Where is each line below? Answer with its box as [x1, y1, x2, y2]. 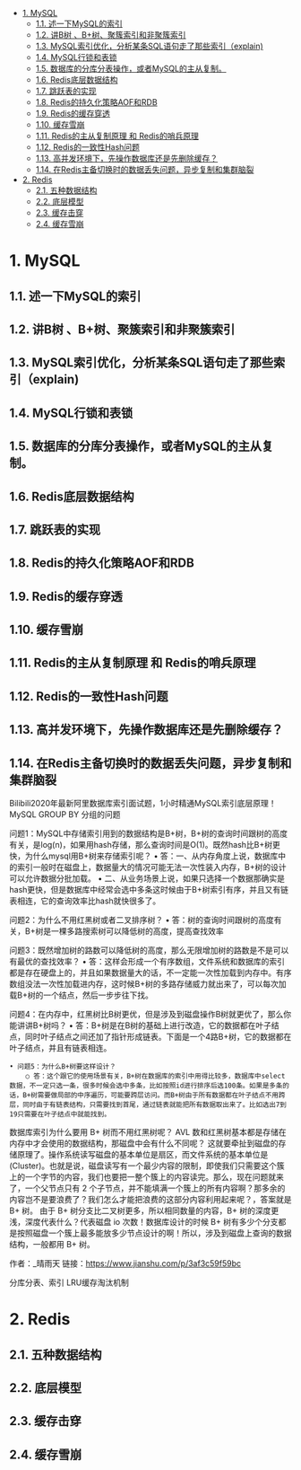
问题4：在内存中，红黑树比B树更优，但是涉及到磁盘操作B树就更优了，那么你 [9, 1009, 292, 1020]
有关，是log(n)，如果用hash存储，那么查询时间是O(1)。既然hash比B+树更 [9, 840, 280, 850]
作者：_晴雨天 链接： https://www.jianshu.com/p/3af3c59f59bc [9, 1258, 242, 1269]
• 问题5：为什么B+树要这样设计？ [9, 1062, 116, 1071]
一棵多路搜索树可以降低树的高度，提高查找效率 [50, 926, 224, 937]
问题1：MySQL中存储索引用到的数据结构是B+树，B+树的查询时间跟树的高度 [9, 828, 288, 839]
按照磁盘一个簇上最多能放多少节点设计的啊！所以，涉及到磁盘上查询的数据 [16, 1228, 292, 1238]
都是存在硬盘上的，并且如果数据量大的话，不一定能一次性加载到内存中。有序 [9, 967, 292, 978]
